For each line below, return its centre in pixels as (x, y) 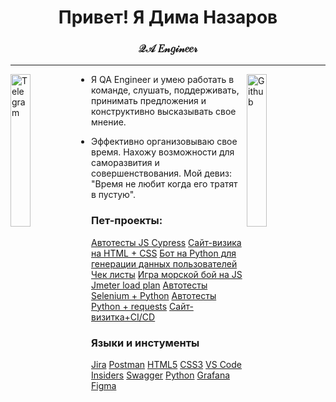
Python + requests (129, 306)
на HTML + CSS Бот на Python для (164, 253)
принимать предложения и (149, 101)
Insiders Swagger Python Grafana (161, 375)
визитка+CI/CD (123, 317)
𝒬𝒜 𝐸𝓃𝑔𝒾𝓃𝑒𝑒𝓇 (168, 49)
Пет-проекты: (127, 221)
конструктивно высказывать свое (164, 112)
